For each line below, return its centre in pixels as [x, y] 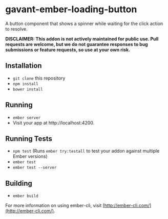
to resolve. [17, 29]
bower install [28, 89]
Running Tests [29, 139]
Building [19, 183]
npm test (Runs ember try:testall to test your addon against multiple [86, 151]
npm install [25, 84]
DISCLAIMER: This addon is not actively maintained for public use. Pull [82, 39]
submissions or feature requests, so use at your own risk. [68, 50]
